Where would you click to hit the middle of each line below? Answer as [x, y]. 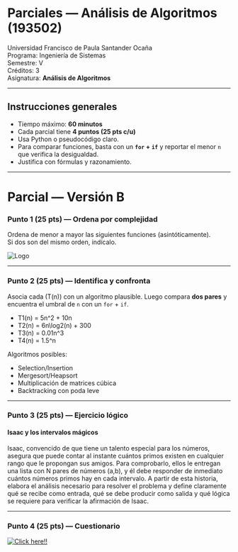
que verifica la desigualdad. [58, 154]
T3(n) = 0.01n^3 [41, 333]
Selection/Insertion [45, 368]
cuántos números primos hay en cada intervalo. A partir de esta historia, [113, 478]
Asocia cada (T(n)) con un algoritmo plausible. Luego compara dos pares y [117, 297]
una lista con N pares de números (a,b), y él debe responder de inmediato [115, 470]
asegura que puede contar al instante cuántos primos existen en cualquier [116, 456]
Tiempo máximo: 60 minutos [60, 124]
